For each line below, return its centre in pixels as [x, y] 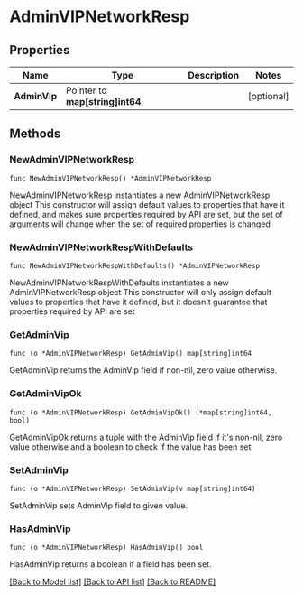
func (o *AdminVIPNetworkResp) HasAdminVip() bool [106, 548]
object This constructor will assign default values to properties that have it [147, 204]
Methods [35, 134]
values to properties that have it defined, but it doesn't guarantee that [138, 302]
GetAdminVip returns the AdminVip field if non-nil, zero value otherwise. [143, 370]
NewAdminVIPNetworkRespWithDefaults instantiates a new [119, 283]
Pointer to [87, 90]
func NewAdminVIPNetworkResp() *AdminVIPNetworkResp [110, 178]
